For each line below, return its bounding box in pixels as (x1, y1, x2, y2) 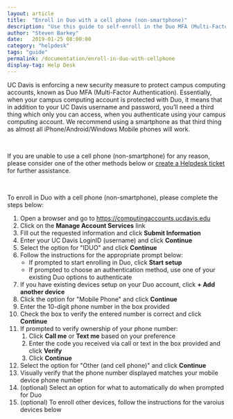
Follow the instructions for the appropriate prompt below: (20, 251, 184, 259)
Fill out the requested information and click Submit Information (20, 229, 201, 237)
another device (20, 287, 65, 296)
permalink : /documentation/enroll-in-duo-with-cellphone (7, 55, 175, 62)
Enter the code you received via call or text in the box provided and (28, 339, 221, 347)
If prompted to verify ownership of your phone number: (20, 324, 178, 332)
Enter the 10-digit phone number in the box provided (20, 302, 170, 310)
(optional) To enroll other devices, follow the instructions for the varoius (20, 398, 225, 406)
